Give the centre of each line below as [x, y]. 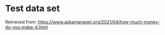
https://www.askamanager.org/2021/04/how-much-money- [99, 22]
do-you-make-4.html [27, 27]
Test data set [33, 9]
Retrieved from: [21, 22]
